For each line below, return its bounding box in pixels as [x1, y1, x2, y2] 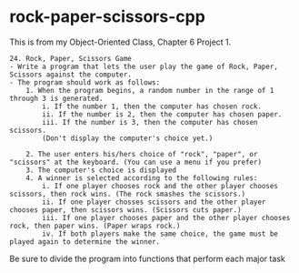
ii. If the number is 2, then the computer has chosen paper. [42, 109, 283, 119]
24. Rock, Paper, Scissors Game [9, 54, 132, 63]
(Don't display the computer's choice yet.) [42, 134, 214, 143]
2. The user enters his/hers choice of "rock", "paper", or [25, 149, 258, 158]
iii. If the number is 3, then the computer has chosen [42, 117, 258, 126]
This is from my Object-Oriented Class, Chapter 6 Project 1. [9, 36, 232, 47]
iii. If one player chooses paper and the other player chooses [42, 213, 291, 222]
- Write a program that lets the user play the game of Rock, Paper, [9, 62, 279, 71]
